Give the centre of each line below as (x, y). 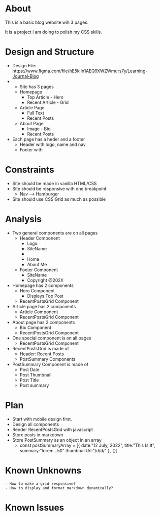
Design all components (35, 424)
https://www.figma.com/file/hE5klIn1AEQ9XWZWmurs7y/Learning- (80, 71)
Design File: (24, 65)
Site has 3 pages (37, 87)
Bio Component (35, 328)
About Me (37, 264)
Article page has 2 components (44, 306)
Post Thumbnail (35, 375)
